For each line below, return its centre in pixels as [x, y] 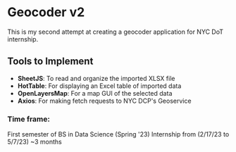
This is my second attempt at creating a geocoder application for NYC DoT [116, 32]
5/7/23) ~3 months [35, 142]
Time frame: [29, 119]
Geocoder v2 [46, 12]
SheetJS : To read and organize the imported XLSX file [96, 78]
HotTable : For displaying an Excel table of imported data [99, 86]
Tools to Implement [50, 62]
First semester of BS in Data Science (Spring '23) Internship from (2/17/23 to [118, 134]
